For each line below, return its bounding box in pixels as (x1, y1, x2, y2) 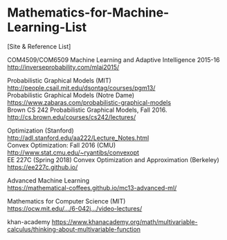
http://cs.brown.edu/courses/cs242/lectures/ (7, 112, 136, 121)
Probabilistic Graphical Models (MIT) (7, 76, 112, 84)
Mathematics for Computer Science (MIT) (7, 197, 126, 205)
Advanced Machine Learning (7, 176, 90, 184)
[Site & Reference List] (7, 42, 71, 50)
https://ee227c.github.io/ (7, 163, 78, 171)
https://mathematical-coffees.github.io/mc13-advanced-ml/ (7, 183, 177, 192)
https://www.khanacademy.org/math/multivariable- (51, 217, 199, 226)
